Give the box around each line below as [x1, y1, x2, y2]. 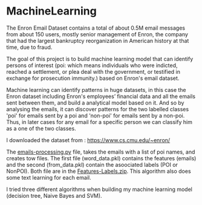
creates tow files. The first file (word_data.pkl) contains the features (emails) [6, 154, 197, 161]
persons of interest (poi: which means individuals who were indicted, [6, 62, 178, 69]
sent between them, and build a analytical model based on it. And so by [6, 99, 184, 106]
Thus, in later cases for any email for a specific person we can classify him [6, 118, 192, 125]
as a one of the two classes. [6, 125, 77, 132]
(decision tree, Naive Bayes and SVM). [6, 192, 102, 199]
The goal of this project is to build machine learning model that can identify [6, 55, 194, 62]
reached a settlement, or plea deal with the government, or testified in [6, 68, 180, 75]
